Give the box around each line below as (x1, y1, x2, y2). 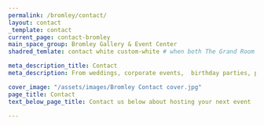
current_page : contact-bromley (8, 33, 111, 41)
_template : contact (8, 26, 72, 34)
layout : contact (8, 19, 61, 27)
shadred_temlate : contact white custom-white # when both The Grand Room (8, 48, 255, 55)
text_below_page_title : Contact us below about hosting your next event (8, 98, 251, 105)
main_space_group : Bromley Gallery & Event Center (8, 41, 178, 48)
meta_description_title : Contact (8, 62, 118, 70)
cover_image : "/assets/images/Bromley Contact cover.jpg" (8, 83, 202, 91)
